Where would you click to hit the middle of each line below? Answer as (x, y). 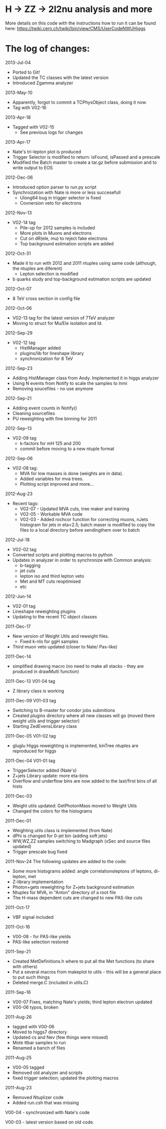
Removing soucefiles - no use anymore (53, 389)
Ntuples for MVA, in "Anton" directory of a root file (64, 892)
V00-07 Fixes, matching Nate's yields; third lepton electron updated (82, 1002)
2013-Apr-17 (18, 142)
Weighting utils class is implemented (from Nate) (62, 830)
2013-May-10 (19, 92)
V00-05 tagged (28, 1067)
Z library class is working (38, 691)
